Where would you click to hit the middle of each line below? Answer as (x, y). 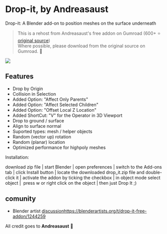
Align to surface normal (37, 126)
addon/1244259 (29, 216)
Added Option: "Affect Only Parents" (50, 99)
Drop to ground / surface (38, 121)
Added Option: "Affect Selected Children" (55, 105)
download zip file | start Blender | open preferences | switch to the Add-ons (83, 167)
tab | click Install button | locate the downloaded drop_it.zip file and (75, 172)
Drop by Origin (28, 89)
